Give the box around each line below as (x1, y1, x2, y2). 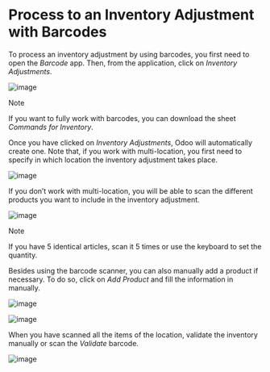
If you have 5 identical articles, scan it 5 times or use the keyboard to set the (8, 241, 262, 251)
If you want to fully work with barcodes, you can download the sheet (8, 113, 236, 123)
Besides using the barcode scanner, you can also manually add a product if (8, 265, 259, 275)
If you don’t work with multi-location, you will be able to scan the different (8, 186, 253, 195)
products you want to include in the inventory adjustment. (8, 194, 200, 204)
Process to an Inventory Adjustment (8, 6, 255, 24)
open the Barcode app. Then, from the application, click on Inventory (8, 58, 238, 68)
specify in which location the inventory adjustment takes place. (8, 155, 218, 165)
